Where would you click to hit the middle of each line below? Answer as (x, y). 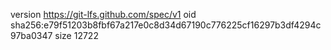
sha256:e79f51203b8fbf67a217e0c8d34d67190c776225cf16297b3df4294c (166, 25)
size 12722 (76, 35)
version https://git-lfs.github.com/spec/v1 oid (103, 14)
